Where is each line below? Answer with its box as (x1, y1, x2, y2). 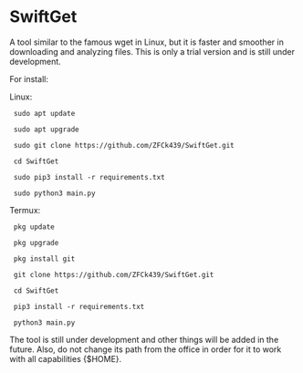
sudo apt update (13, 109, 76, 118)
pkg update (13, 222, 55, 232)
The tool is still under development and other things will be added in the (9, 334, 279, 345)
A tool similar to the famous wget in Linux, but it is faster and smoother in (9, 36, 285, 47)
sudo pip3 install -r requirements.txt (13, 172, 166, 181)
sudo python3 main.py (13, 189, 96, 198)
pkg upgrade (13, 238, 59, 247)
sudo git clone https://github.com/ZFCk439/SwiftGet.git (13, 140, 235, 150)
